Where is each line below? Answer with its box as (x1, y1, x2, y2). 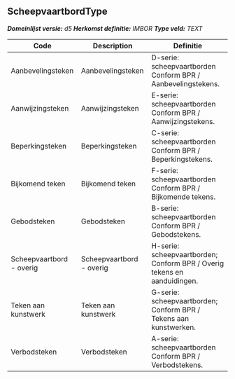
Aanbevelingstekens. (151, 78, 220, 88)
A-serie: (151, 333, 180, 343)
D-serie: (151, 53, 180, 62)
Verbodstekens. (151, 360, 204, 370)
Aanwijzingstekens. (151, 116, 215, 126)
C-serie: (151, 128, 180, 137)
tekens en (151, 267, 184, 277)
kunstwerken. (151, 322, 196, 332)
